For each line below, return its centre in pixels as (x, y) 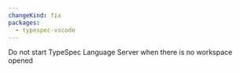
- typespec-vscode (46, 30)
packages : (24, 23)
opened (21, 60)
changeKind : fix (35, 15)
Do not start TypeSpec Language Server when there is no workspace (120, 53)
